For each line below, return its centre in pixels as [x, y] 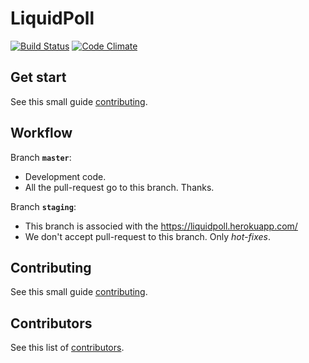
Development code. [65, 176]
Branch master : [41, 157]
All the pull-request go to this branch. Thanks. [119, 187]
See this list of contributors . [67, 348]
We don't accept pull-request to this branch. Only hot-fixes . [147, 236]
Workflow [41, 133]
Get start [38, 77]
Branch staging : [43, 206]
